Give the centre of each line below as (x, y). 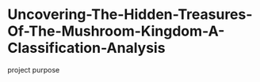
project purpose (34, 69)
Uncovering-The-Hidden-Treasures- (130, 15)
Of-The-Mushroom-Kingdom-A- (116, 31)
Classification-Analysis (86, 48)
